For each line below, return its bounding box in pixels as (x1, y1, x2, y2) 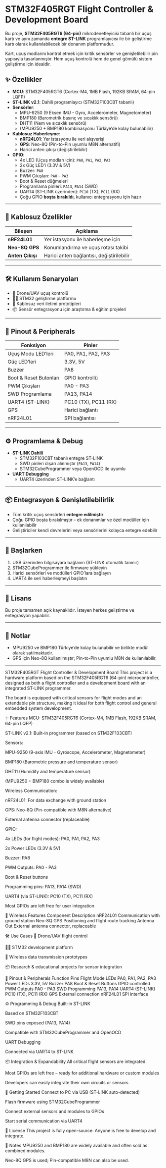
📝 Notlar (5, 632, 31, 640)
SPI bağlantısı (64, 415, 96, 422)
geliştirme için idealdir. (5, 61, 51, 67)
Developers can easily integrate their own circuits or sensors (5, 1080, 128, 1086)
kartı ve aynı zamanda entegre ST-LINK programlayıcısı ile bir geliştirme (5, 36, 152, 42)
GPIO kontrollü (64, 374, 98, 381)
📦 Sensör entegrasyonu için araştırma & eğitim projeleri (12, 306, 127, 313)
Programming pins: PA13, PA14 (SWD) (5, 884, 82, 890)
